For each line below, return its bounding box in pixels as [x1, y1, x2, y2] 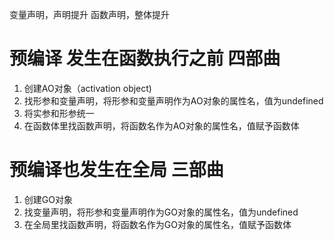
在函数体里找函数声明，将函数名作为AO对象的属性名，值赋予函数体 [23, 119, 300, 132]
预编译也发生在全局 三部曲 [9, 159, 224, 182]
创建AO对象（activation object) [23, 82, 152, 94]
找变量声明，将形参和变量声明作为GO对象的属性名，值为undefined [23, 206, 299, 218]
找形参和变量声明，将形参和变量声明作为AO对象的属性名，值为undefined [23, 94, 324, 107]
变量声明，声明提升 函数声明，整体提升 [9, 9, 170, 20]
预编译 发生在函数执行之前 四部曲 [9, 48, 281, 70]
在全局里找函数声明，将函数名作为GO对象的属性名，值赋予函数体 [23, 218, 292, 230]
